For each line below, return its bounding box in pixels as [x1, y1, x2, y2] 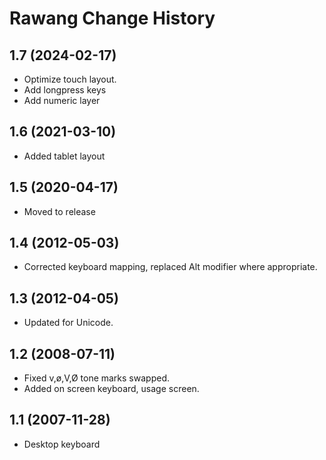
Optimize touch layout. [23, 73, 117, 85]
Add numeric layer [23, 95, 101, 106]
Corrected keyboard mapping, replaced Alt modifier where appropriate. [23, 261, 318, 273]
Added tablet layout [23, 150, 106, 162]
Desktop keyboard [23, 438, 101, 450]
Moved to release [23, 205, 96, 217]
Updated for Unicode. [23, 317, 114, 329]
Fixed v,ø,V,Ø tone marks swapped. [23, 372, 170, 384]
